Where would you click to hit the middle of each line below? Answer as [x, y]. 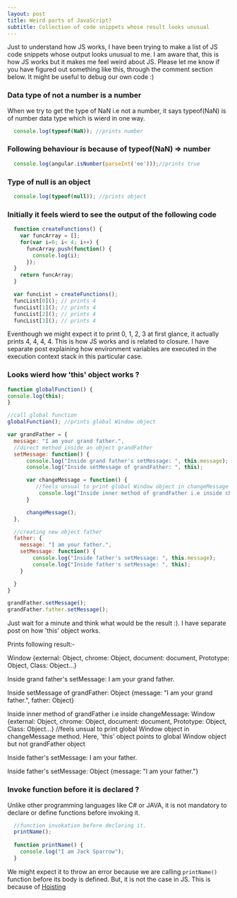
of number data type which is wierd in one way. [76, 118]
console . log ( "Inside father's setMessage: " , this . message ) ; [124, 558]
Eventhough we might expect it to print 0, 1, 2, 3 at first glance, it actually [113, 334]
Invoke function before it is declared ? [73, 789]
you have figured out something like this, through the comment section [110, 69]
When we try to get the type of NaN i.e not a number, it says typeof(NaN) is [117, 111]
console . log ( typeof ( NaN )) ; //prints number [78, 131]
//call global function [42, 415]
